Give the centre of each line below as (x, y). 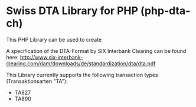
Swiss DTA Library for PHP (72, 11)
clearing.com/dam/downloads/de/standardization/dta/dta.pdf (81, 63)
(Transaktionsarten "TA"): (37, 81)
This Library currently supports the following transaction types (82, 75)
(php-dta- (166, 11)
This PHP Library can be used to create (54, 39)
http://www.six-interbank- (51, 57)
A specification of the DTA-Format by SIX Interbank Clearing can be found (96, 51)
